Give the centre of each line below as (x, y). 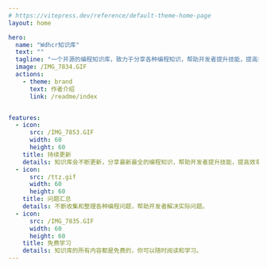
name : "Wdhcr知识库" (48, 44)
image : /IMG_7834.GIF (51, 67)
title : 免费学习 (47, 243)
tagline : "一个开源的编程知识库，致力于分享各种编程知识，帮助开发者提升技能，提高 (137, 60)
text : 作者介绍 (52, 89)
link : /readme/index (63, 96)
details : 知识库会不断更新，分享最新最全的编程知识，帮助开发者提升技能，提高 (136, 162)
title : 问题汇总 (47, 199)
